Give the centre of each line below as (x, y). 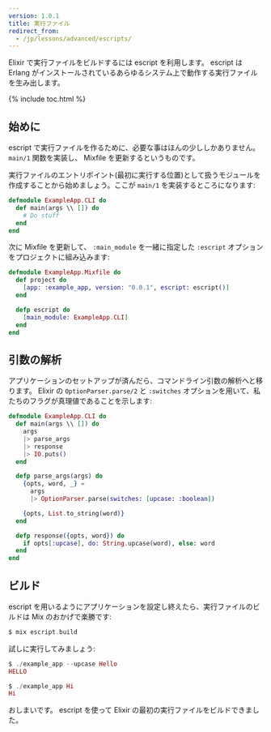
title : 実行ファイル (39, 24)
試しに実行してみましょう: (52, 649)
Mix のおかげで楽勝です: (71, 616)
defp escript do (43, 310)
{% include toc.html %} (47, 99)
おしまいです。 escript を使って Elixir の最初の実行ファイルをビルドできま (131, 710)
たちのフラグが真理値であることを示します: (80, 401)
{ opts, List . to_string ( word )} (74, 513)
